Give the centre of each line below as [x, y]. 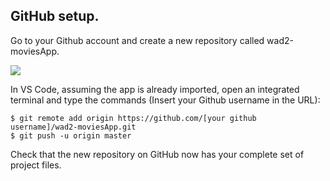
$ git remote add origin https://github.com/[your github [133, 118]
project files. [36, 165]
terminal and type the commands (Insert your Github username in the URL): [165, 100]
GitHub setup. [55, 16]
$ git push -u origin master [71, 135]
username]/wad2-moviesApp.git [73, 127]
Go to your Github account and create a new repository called [137, 40]
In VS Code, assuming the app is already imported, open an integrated [155, 89]
